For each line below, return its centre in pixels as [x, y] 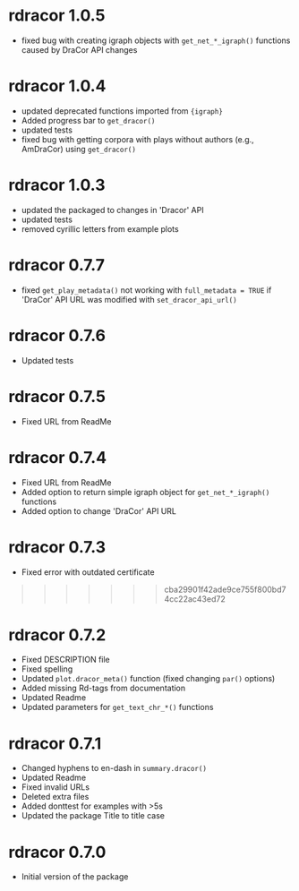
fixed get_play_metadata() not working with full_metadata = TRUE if [146, 290]
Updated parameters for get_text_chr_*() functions [117, 707]
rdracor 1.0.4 [57, 86]
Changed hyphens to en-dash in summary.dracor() [114, 768]
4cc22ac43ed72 [195, 599]
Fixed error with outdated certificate [88, 572]
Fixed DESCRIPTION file [66, 660]
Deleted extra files [55, 797]
